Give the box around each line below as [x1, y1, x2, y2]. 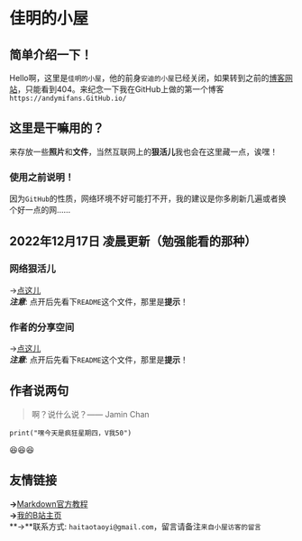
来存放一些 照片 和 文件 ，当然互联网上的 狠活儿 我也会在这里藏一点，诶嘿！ [9, 146, 278, 157]
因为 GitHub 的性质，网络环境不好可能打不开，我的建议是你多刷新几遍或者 [9, 193, 279, 204]
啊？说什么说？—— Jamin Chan [31, 408, 151, 419]
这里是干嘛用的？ [9, 121, 105, 136]
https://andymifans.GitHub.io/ [9, 94, 127, 103]
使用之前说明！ [9, 170, 75, 183]
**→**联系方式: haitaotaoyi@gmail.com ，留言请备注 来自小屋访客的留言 [9, 520, 261, 532]
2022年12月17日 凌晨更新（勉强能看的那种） [9, 234, 257, 249]
